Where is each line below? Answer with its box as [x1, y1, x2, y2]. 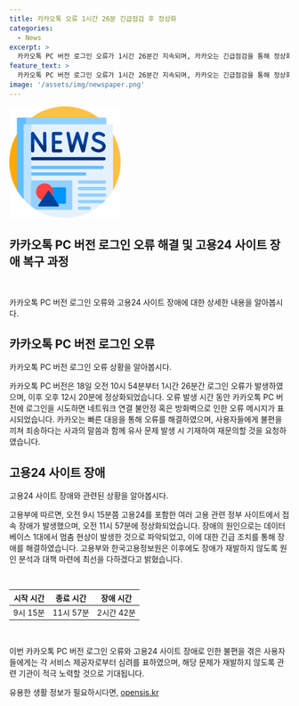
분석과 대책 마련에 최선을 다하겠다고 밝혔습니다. [18, 554, 183, 565]
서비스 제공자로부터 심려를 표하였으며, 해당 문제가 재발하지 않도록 [49, 657, 276, 668]
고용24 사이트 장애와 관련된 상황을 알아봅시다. [9, 490, 169, 501]
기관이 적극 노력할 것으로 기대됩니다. [18, 669, 145, 679]
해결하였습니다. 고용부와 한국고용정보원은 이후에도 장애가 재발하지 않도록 [25, 543, 279, 554]
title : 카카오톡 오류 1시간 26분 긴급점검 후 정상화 [9, 14, 177, 23]
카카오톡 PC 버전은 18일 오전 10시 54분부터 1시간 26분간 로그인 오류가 [9, 381, 253, 391]
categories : [9, 23, 53, 33]
